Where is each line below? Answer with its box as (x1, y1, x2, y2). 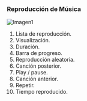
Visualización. (15, 37, 50, 44)
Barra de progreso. (15, 50, 62, 57)
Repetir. (15, 82, 35, 89)
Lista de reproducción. (15, 30, 71, 37)
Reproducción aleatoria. (15, 56, 75, 64)
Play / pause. (15, 69, 49, 76)
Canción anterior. (15, 75, 59, 83)
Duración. (15, 43, 40, 50)
